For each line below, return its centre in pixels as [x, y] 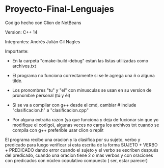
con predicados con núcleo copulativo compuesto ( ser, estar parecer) [77, 160]
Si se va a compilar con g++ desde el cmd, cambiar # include [74, 105]
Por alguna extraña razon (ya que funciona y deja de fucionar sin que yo [85, 119]
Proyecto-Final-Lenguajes [60, 9]
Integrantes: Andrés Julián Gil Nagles [42, 42]
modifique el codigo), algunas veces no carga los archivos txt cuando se [86, 125]
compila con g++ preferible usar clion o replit [58, 130]
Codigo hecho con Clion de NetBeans [43, 23]
